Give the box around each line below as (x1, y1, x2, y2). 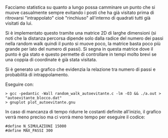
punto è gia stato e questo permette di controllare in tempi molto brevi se (5, 51, 157, 57)
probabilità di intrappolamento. (5, 72, 69, 77)
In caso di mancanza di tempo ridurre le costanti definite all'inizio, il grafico (5, 109, 161, 114)
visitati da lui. (5, 20, 33, 26)
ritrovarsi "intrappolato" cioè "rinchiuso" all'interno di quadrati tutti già (5, 15, 151, 21)
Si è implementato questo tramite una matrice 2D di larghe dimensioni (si (5, 30, 156, 36)
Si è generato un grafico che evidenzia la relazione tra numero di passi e (5, 66, 156, 72)
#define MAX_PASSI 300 (5, 128, 53, 133)
